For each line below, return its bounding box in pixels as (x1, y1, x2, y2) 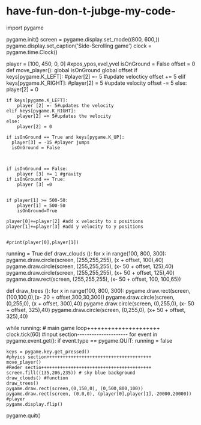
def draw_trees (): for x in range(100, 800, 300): (6, 287, 125, 294)
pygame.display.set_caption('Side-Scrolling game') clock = (6, 42, 152, 49)
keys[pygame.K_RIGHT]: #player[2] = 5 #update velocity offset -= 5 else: (6, 79, 187, 87)
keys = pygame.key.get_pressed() (6, 349, 90, 355)
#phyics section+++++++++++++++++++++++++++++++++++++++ (6, 353, 152, 360)
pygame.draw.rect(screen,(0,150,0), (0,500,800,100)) (6, 385, 144, 391)
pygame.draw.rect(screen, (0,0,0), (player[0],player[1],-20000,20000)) (6, 391, 192, 397)
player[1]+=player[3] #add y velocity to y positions (6, 224, 144, 230)
